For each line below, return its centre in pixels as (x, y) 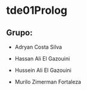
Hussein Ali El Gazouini (43, 70)
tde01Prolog (37, 10)
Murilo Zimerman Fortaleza (48, 82)
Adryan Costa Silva (38, 47)
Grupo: (19, 33)
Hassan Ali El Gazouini (42, 58)
